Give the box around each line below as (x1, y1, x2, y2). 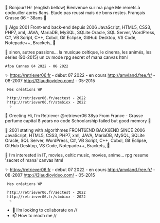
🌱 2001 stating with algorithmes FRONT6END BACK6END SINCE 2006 (5, 127, 145, 133)
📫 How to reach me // (12, 213, 57, 218)
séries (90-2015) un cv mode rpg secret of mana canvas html (5, 54, 128, 60)
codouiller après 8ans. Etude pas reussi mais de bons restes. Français (5, 10, 145, 16)
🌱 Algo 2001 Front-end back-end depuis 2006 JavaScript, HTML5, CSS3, (5, 24, 152, 30)
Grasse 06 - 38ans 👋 (5, 15, 47, 20)
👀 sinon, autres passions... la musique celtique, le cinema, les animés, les (5, 49, 152, 55)
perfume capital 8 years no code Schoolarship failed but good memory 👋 (5, 118, 151, 123)
